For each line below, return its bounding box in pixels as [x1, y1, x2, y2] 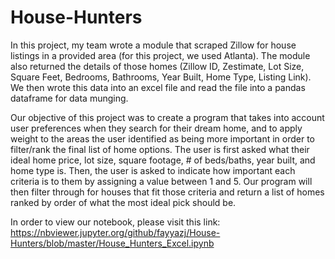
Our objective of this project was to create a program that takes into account [10, 111, 325, 123]
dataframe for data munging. [10, 92, 129, 104]
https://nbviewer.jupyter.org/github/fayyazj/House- [10, 226, 221, 238]
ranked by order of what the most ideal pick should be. [10, 196, 237, 208]
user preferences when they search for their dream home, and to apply [10, 122, 303, 134]
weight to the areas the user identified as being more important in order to [10, 132, 315, 145]
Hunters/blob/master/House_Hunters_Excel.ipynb [10, 237, 215, 249]
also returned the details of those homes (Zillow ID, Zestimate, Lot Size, [10, 60, 305, 72]
